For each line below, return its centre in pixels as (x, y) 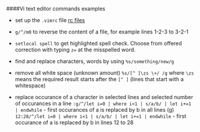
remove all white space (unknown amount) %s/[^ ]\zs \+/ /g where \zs (104, 73)
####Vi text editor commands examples (56, 9)
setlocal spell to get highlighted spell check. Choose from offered (98, 43)
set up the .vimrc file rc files (50, 20)
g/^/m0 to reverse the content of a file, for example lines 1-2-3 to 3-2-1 (102, 32)
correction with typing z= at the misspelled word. (75, 50)
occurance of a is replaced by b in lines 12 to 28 (74, 122)
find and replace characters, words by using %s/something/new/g (94, 61)
